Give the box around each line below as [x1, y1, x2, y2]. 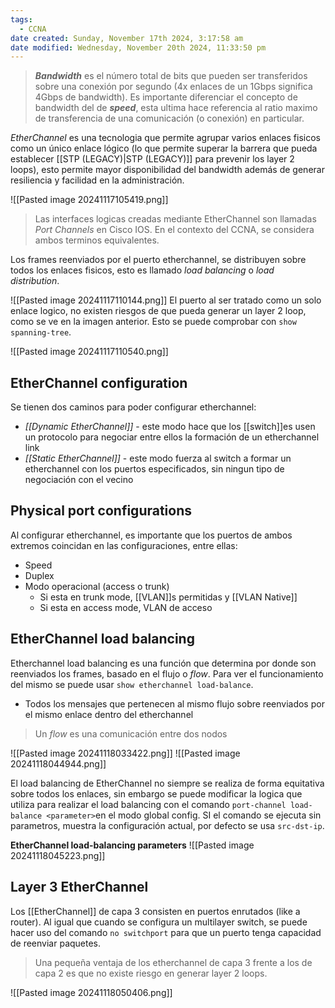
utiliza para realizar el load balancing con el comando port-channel [10, 798, 287, 810]
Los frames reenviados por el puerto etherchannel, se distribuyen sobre [10, 254, 307, 266]
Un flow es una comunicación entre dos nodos [34, 727, 228, 740]
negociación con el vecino [24, 474, 134, 486]
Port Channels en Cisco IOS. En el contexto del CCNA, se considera [34, 224, 315, 236]
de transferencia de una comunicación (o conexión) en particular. [34, 112, 305, 125]
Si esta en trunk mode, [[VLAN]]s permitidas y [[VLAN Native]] [39, 591, 298, 603]
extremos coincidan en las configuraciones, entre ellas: [10, 539, 238, 551]
